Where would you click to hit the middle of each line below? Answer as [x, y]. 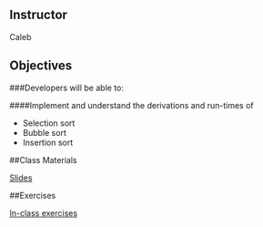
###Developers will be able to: [67, 88]
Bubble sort [44, 132]
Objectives [41, 66]
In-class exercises [44, 212]
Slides [21, 178]
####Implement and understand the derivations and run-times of [132, 105]
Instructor [39, 15]
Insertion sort [48, 142]
